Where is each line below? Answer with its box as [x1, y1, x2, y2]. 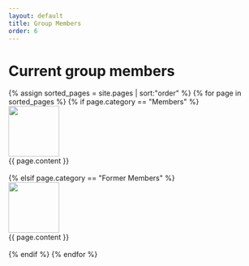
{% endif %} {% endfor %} [8, 250, 98, 260]
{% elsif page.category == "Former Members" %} [8, 173, 176, 183]
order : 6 [8, 27, 38, 35]
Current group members [8, 61, 175, 80]
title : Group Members [8, 19, 82, 27]
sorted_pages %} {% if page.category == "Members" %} [8, 97, 200, 107]
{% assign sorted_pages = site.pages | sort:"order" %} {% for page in [8, 88, 242, 98]
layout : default [8, 11, 63, 20]
